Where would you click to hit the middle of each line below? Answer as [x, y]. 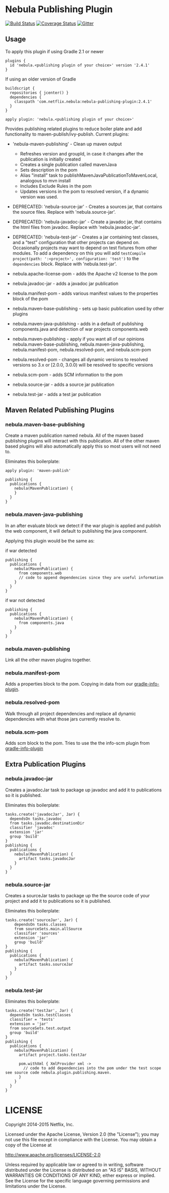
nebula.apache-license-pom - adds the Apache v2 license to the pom [85, 273]
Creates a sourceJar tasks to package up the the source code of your [77, 895]
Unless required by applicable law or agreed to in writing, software [74, 1165]
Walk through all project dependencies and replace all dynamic [71, 713]
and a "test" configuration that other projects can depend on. [76, 242]
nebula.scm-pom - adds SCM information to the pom [68, 374]
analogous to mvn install [45, 180]
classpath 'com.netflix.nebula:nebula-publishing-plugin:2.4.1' [83, 102]
